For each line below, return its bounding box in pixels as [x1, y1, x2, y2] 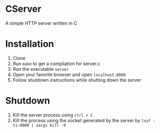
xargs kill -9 [35, 123, 66, 128]
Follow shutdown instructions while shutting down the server [12, 77, 142, 83]
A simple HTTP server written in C [5, 20, 77, 26]
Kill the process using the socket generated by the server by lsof [12, 117, 151, 123]
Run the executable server [12, 66, 69, 72]
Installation [5, 38, 54, 50]
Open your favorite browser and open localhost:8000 [12, 71, 126, 78]
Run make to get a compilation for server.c [12, 60, 101, 67]
